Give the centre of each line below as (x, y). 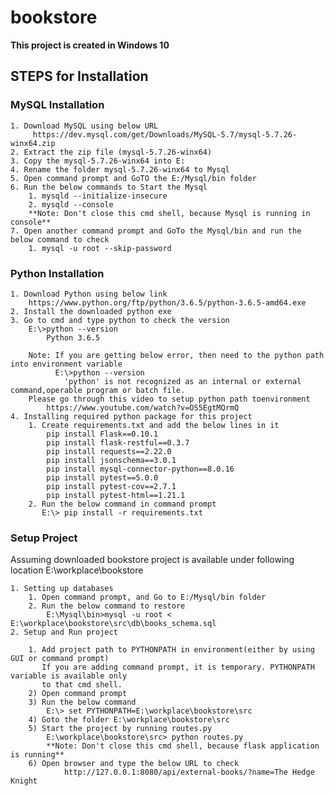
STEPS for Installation (79, 76)
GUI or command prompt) (60, 659)
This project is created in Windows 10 (90, 45)
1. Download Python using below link (89, 294)
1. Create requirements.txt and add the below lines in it (154, 425)
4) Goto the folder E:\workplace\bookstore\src (129, 720)
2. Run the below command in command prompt (122, 504)
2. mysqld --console (71, 204)
